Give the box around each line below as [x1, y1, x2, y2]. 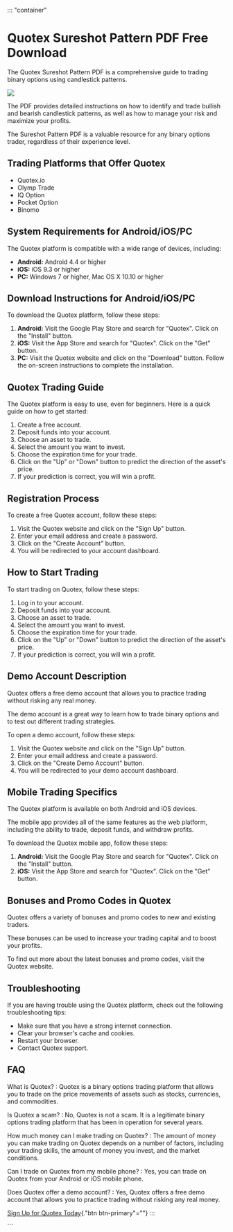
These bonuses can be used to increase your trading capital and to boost [7, 934, 217, 942]
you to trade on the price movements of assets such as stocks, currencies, [7, 1090, 221, 1098]
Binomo [17, 205, 40, 214]
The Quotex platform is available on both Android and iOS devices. [7, 805, 198, 813]
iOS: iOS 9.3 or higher [17, 265, 80, 273]
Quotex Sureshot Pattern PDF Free [7, 31, 209, 46]
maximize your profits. [7, 116, 71, 124]
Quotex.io [17, 176, 45, 184]
